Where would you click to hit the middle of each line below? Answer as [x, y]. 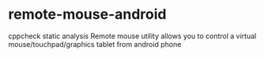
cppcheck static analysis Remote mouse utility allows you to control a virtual [132, 36]
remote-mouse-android [87, 14]
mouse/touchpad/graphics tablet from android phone [95, 44]
